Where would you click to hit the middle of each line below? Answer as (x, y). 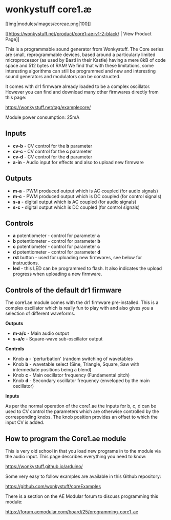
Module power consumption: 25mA (42, 117)
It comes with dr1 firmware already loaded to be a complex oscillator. (78, 86)
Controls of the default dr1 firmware (63, 290)
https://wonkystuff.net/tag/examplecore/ (48, 107)
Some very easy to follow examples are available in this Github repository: (83, 476)
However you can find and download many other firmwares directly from (82, 92)
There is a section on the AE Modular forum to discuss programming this (82, 496)
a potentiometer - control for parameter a (56, 236)
